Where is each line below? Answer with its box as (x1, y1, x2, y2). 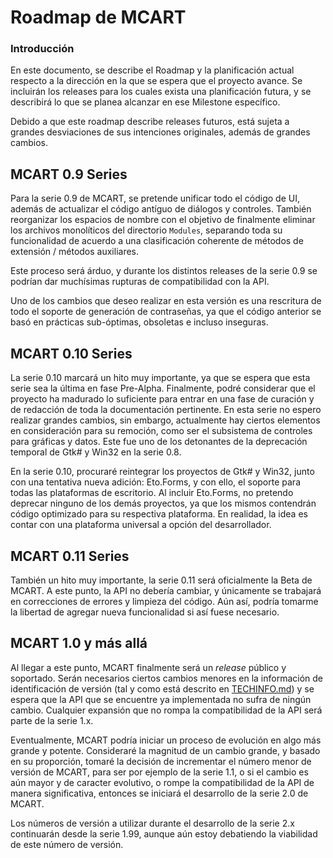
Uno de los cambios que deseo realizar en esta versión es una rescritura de (10, 295, 322, 307)
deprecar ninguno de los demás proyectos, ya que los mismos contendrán (10, 497, 317, 510)
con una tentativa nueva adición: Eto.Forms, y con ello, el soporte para (10, 476, 301, 488)
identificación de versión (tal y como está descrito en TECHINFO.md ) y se (10, 682, 315, 695)
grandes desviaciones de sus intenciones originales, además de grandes (10, 126, 311, 138)
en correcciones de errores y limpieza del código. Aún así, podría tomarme (10, 595, 319, 607)
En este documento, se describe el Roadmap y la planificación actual (10, 64, 295, 76)
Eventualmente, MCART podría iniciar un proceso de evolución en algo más (10, 734, 322, 746)
